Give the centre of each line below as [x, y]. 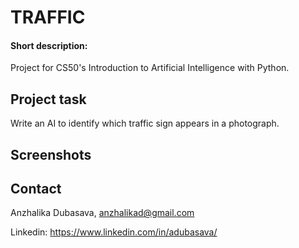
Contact [36, 188]
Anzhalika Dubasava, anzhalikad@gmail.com [102, 213]
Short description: [49, 45]
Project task [48, 99]
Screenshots [51, 154]
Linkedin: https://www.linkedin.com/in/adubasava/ [114, 232]
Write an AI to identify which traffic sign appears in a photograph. [145, 123]
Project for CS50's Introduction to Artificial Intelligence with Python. [150, 68]
